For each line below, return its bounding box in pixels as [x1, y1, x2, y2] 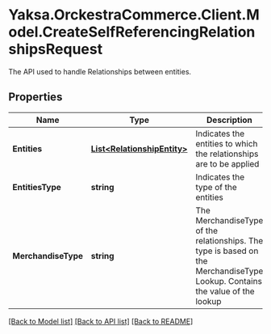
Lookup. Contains [195, 275, 262, 286]
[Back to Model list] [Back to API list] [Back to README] [8, 316, 194, 326]
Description [206, 114, 252, 125]
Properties [8, 91, 63, 104]
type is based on [195, 245, 259, 256]
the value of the [195, 285, 256, 297]
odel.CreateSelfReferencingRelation [8, 23, 256, 41]
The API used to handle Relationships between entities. [8, 66, 192, 76]
